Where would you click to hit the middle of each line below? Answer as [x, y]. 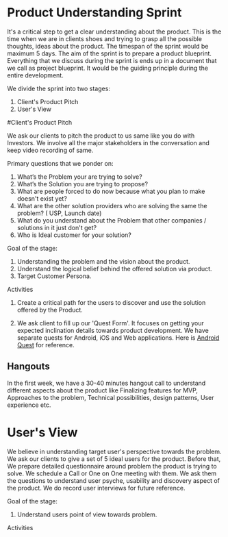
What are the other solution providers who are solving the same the [112, 205]
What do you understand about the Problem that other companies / [112, 220]
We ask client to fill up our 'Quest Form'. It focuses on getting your [110, 323]
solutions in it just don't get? [57, 227]
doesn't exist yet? [42, 198]
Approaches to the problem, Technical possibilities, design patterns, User [111, 397]
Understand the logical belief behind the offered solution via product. [114, 268]
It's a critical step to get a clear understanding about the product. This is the [114, 32]
